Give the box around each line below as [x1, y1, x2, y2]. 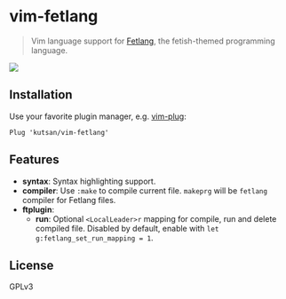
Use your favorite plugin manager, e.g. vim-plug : [9, 111, 187, 122]
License [9, 257, 54, 272]
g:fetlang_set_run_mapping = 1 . [35, 232, 154, 243]
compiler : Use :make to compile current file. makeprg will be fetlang [21, 185, 268, 196]
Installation [9, 87, 73, 103]
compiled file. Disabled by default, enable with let [35, 223, 219, 233]
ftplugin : [21, 204, 55, 215]
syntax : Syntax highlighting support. [21, 176, 156, 186]
